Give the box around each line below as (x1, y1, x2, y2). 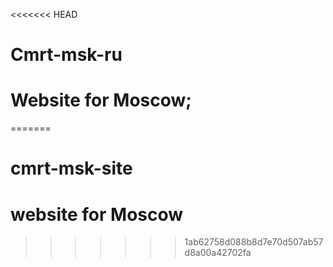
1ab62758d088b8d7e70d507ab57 (184, 236, 324, 248)
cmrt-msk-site (10, 157, 133, 180)
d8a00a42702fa (184, 247, 252, 259)
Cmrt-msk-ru (10, 44, 123, 66)
